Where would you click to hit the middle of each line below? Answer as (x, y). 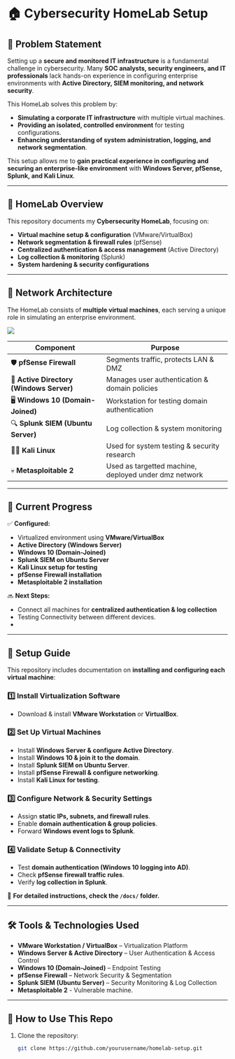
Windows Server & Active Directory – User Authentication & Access (116, 953)
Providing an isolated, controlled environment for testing (101, 125)
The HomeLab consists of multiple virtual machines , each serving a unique (116, 310)
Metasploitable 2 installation (60, 582)
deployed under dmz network (155, 475)
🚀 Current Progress (50, 507)
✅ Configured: (29, 524)
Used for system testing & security (163, 446)
